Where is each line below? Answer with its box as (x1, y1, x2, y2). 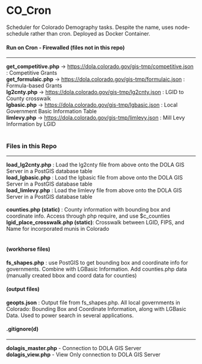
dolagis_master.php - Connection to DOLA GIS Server (6, 345, 142, 352)
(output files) (6, 286, 40, 293)
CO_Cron (6, 4, 52, 17)
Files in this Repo (6, 142, 57, 151)
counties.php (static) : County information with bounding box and (6, 206, 171, 213)
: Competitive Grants (6, 69, 57, 77)
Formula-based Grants (6, 82, 63, 89)
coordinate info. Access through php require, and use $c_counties (6, 212, 170, 220)
